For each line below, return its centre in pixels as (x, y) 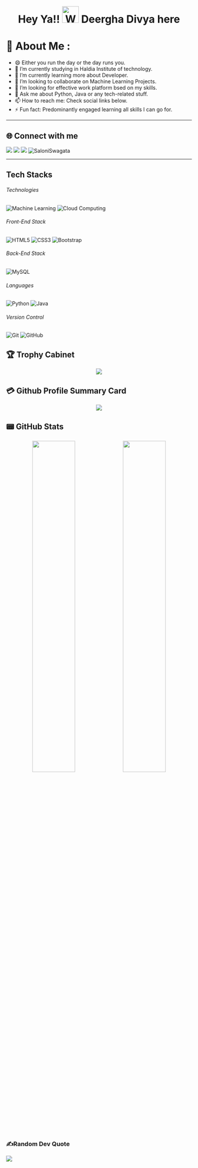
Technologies (23, 189)
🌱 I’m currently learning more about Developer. (71, 75)
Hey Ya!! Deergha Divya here (99, 19)
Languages (20, 285)
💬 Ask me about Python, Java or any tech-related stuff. (81, 94)
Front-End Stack (26, 222)
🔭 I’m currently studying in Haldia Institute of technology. (83, 69)
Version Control (25, 317)
